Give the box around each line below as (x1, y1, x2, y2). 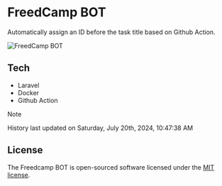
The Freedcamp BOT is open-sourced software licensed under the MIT (7, 163, 215, 171)
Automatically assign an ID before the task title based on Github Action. (7, 28, 216, 36)
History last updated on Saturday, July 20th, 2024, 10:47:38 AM (7, 124, 194, 132)
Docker (17, 88, 40, 97)
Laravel (17, 81, 40, 89)
